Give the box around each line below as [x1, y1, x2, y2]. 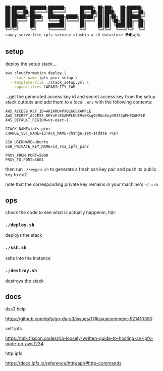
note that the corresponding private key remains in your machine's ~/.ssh [5, 181, 158, 187]
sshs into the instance [5, 255, 51, 261]
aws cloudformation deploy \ [5, 70, 67, 76]
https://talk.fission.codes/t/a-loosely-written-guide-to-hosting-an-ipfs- [5, 335, 153, 341]
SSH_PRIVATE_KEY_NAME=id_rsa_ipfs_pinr [5, 144, 89, 149]
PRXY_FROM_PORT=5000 [5, 153, 49, 158]
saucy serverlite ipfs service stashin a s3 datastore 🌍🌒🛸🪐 [5, 32, 140, 37]
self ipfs [5, 325, 22, 331]
